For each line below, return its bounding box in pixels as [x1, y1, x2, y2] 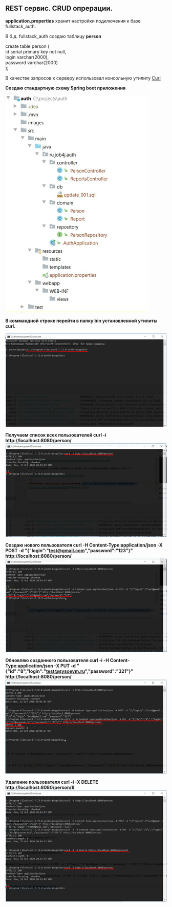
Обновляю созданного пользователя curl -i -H [5, 657, 109, 664]
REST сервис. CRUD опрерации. [5, 4, 113, 13]
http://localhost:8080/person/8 [5, 784, 75, 790]
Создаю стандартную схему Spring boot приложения [5, 85, 126, 91]
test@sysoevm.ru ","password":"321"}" [46, 668, 134, 674]
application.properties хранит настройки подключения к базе [5, 17, 141, 24]
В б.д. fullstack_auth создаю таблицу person [5, 33, 101, 39]
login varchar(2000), [5, 54, 49, 60]
